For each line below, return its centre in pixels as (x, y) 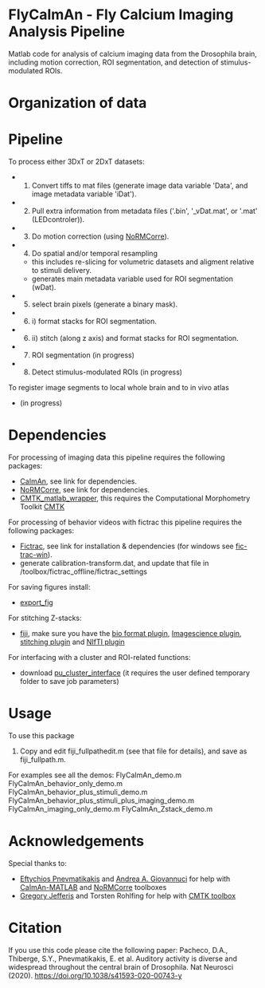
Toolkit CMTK (42, 507)
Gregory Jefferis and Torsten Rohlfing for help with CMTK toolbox (128, 895)
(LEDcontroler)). (58, 219)
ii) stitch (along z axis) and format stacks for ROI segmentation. (135, 338)
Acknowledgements (76, 842)
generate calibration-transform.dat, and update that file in (114, 563)
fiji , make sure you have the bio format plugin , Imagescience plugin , (131, 633)
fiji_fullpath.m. (43, 759)
